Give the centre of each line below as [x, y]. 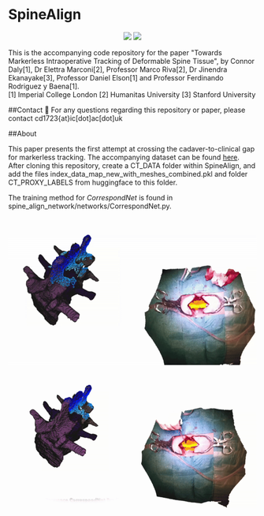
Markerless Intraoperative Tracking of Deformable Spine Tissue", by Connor [131, 61]
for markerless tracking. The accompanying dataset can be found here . [124, 157]
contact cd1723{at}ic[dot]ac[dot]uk [65, 118]
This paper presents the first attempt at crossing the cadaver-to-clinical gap [131, 148]
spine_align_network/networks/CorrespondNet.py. [90, 206]
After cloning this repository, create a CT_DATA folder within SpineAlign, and [132, 165]
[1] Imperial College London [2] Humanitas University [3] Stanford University [132, 94]
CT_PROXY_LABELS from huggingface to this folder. [93, 182]
